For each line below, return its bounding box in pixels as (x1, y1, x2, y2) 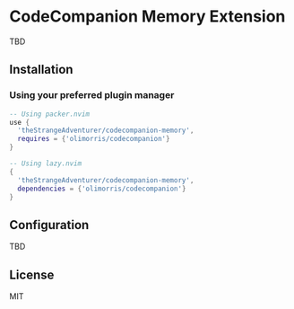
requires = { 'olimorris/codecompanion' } (17, 135, 170, 144)
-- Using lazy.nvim (9, 159, 82, 168)
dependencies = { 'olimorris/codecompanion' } (17, 184, 186, 193)
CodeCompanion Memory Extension (9, 6, 286, 27)
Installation (9, 62, 73, 77)
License (9, 267, 55, 282)
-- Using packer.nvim (9, 110, 91, 119)
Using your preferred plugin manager (9, 89, 175, 102)
